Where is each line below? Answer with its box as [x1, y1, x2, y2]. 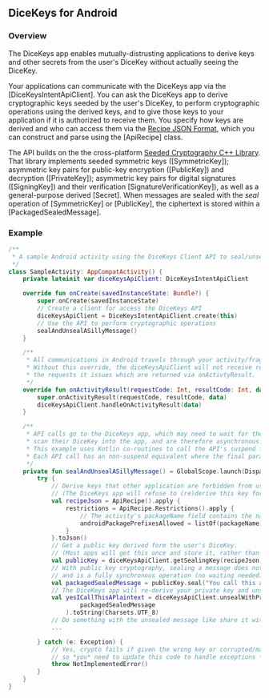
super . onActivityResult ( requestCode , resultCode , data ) [37, 393, 227, 401]
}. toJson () [50, 534, 88, 543]
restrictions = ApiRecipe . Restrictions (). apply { [65, 504, 235, 512]
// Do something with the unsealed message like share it [50, 616, 249, 624]
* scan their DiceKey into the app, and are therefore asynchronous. [26, 438, 263, 446]
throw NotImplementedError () [50, 660, 149, 668]
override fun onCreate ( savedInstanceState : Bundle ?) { [22, 290, 210, 298]
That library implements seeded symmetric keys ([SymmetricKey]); [8, 156, 230, 166]
